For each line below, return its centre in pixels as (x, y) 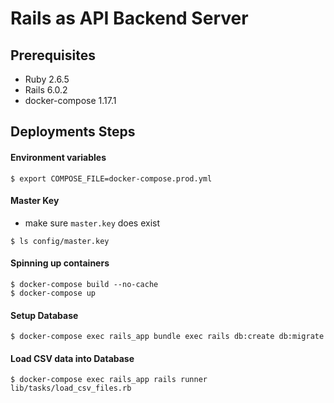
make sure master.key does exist (92, 223)
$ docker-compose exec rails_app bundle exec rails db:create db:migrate (167, 337)
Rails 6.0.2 (46, 90)
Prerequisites (53, 55)
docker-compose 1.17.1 (70, 100)
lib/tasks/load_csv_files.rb (71, 388)
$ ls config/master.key (60, 241)
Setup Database (44, 315)
